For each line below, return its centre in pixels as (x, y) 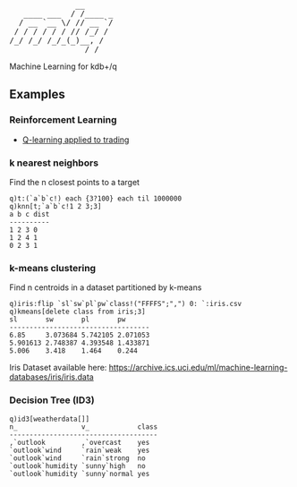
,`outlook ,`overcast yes (80, 442)
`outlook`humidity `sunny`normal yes (80, 474)
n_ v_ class (84, 427)
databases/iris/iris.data (51, 377)
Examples (37, 94)
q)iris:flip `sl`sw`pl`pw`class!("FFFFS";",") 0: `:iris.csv (126, 304)
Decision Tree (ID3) (52, 400)
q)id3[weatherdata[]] (50, 419)
